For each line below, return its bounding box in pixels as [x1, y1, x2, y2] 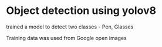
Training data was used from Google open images [6, 34, 127, 41]
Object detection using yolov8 [6, 4, 157, 17]
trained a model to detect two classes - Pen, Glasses [6, 23, 134, 30]
